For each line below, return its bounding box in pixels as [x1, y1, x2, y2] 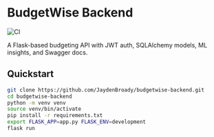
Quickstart [7, 68, 54, 80]
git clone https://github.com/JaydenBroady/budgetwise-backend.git [7, 86, 205, 94]
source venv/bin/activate [7, 105, 81, 113]
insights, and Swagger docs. [7, 48, 88, 56]
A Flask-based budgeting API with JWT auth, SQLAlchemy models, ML [7, 41, 208, 49]
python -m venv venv [7, 99, 67, 106]
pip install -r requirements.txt [7, 112, 103, 119]
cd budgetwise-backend [7, 93, 72, 100]
